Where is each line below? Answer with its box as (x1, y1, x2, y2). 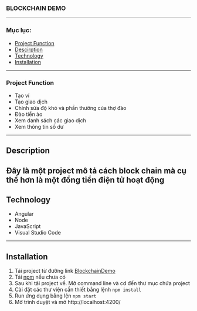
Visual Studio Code (14, 229, 62, 236)
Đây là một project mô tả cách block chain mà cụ (6, 166, 186, 176)
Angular (14, 210, 34, 218)
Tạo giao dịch (14, 98, 48, 105)
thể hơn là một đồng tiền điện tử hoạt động (6, 175, 165, 185)
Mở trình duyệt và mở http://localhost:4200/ (14, 299, 121, 306)
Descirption (14, 46, 43, 53)
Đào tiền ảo (14, 111, 43, 118)
